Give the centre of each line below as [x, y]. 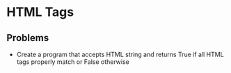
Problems [28, 38]
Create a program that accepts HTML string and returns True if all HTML [120, 54]
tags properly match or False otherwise [73, 62]
